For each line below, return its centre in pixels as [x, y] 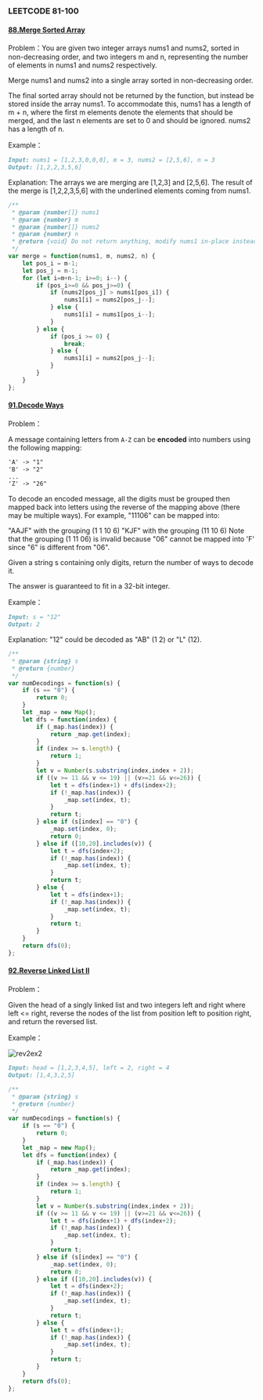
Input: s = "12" [34, 618]
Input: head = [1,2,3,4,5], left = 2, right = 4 [89, 1068]
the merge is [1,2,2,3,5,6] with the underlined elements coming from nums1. [130, 191]
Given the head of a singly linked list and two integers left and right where [127, 1005]
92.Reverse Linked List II [49, 971]
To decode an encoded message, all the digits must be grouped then [119, 499]
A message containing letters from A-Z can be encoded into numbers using [130, 439]
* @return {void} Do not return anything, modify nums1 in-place [120, 242]
